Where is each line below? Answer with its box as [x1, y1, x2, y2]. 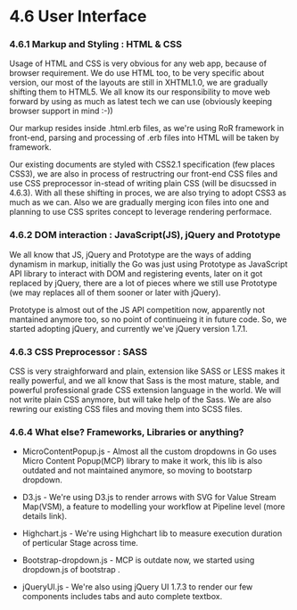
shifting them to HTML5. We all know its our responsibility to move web [9, 87, 270, 97]
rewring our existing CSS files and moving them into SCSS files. [9, 404, 243, 415]
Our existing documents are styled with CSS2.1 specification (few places [9, 159, 276, 170]
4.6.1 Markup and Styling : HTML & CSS [9, 38, 183, 51]
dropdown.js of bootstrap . [21, 565, 120, 575]
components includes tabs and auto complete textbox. [21, 591, 223, 602]
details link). [21, 511, 68, 522]
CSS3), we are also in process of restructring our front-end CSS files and [9, 169, 278, 179]
